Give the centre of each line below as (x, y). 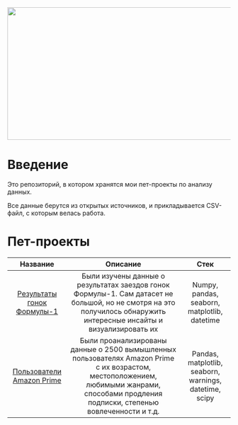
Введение (38, 165)
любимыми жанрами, (123, 385)
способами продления (123, 393)
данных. (19, 192)
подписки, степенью (123, 402)
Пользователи (37, 371)
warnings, (205, 380)
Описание (123, 264)
